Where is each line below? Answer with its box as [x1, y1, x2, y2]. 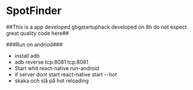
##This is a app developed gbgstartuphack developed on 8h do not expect [6, 23, 187, 30]
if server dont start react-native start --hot [14, 71, 117, 78]
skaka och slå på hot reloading [14, 77, 89, 84]
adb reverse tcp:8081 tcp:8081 [14, 58, 89, 65]
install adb [14, 52, 40, 59]
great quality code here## [6, 29, 69, 36]
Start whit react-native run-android [14, 64, 100, 71]
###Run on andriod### [6, 41, 63, 48]
